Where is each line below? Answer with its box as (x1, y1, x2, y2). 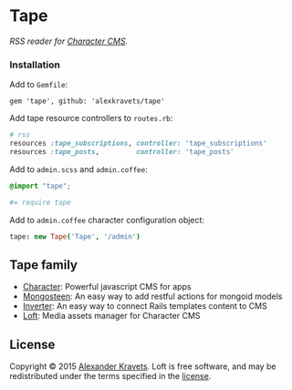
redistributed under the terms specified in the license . (9, 371, 212, 382)
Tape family (9, 257, 78, 272)
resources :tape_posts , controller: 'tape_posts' (9, 147, 235, 156)
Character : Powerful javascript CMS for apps (22, 282, 192, 292)
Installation (9, 58, 61, 71)
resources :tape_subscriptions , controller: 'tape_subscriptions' (9, 139, 267, 149)
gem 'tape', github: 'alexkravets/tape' (9, 97, 166, 106)
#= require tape (9, 198, 71, 207)
